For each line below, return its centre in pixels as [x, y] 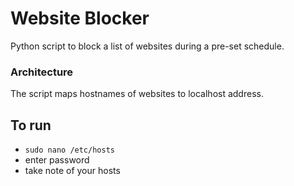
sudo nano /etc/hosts [69, 150]
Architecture [42, 72]
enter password [57, 160]
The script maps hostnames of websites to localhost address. [137, 94]
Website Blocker [80, 18]
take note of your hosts [72, 171]
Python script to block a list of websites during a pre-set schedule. [147, 46]
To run [31, 125]
